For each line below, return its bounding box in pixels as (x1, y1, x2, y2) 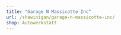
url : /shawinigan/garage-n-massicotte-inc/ (6, 14, 116, 20)
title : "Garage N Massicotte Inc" (6, 8, 92, 15)
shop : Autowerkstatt (6, 20, 58, 26)
